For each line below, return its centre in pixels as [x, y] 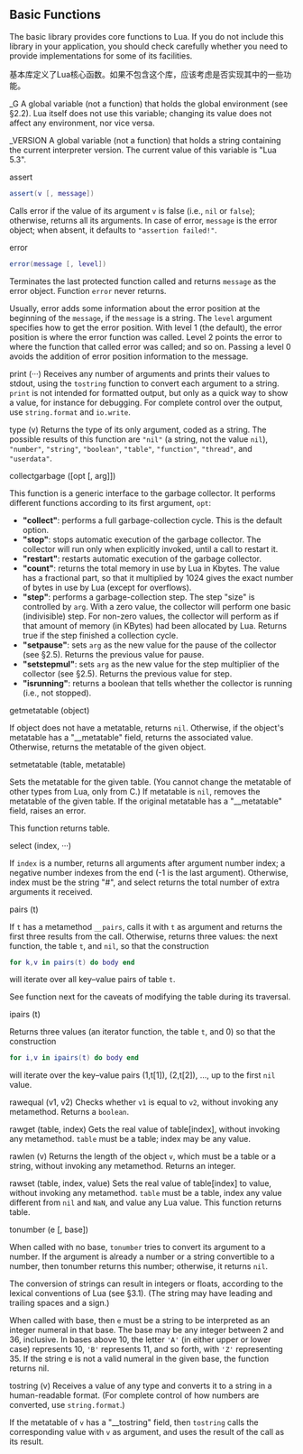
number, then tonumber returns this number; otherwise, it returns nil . [139, 1266]
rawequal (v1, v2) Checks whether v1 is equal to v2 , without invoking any [144, 1102]
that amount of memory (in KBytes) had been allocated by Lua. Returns [154, 625]
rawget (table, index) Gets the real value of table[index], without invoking [145, 1129]
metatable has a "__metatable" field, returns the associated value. [132, 737]
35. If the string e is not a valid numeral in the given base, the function [139, 1359]
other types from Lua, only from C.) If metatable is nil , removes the [135, 791]
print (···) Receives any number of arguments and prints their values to [140, 373]
